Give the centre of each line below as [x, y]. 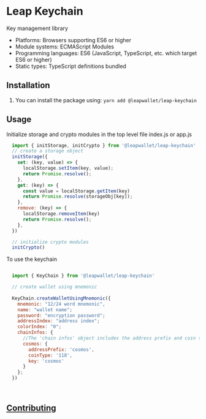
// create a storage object [48, 151]
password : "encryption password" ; [61, 315]
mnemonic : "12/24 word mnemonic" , [61, 304]
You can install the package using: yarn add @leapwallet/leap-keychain [106, 100]
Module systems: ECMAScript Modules [65, 47]
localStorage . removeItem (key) [61, 214]
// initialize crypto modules [50, 242]
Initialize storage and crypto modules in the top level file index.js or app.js [99, 134]
